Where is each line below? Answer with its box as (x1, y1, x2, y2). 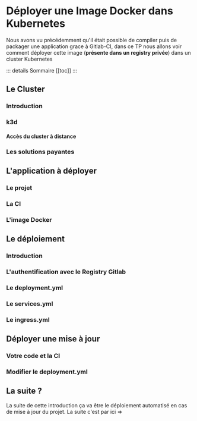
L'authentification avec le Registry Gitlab (6, 268, 126, 276)
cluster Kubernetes (6, 55, 53, 62)
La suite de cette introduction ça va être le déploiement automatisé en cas (6, 401, 188, 409)
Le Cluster (6, 84, 45, 95)
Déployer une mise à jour (6, 334, 100, 344)
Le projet (6, 184, 33, 191)
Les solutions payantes (6, 147, 75, 156)
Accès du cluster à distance (6, 133, 77, 140)
